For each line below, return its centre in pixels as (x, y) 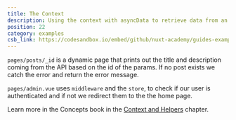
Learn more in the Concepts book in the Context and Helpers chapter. (108, 109)
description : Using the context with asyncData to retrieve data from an (118, 20)
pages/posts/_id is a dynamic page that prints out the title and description (114, 60)
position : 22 (26, 27)
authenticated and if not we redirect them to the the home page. (100, 96)
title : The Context (36, 14)
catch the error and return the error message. (73, 75)
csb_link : (22, 40)
